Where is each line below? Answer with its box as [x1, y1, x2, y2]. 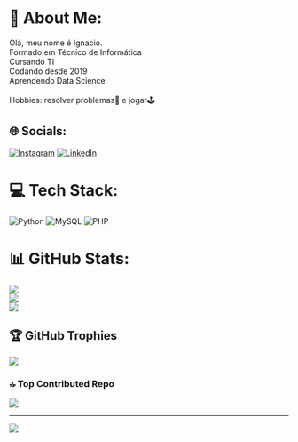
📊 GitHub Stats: [9, 248, 130, 269]
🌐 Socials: [9, 124, 67, 139]
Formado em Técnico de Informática [9, 46, 142, 57]
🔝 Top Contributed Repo [9, 378, 115, 390]
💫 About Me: [9, 8, 103, 28]
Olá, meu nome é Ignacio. [9, 37, 103, 48]
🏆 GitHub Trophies [9, 328, 118, 343]
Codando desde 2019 [9, 66, 88, 76]
